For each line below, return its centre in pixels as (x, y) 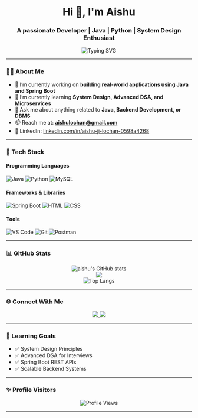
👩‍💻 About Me (25, 71)
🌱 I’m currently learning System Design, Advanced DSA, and (89, 97)
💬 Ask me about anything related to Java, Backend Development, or (98, 109)
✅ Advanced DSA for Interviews (53, 355)
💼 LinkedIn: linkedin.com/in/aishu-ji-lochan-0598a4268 (82, 131)
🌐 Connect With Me (35, 302)
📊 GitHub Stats (29, 253)
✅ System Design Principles (49, 349)
